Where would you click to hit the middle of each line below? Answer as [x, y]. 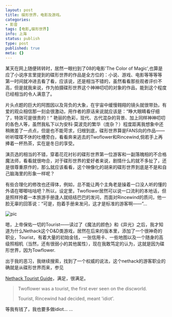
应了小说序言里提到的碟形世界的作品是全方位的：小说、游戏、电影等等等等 [84, 74]
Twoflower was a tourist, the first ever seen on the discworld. [82, 288]
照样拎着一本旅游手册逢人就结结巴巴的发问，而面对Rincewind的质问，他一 [88, 197]
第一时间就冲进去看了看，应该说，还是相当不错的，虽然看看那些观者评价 [81, 81]
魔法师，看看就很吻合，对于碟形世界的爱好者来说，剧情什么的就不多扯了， [84, 161]
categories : [18, 19]
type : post [17, 44]
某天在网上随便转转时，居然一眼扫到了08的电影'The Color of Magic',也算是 [84, 68]
